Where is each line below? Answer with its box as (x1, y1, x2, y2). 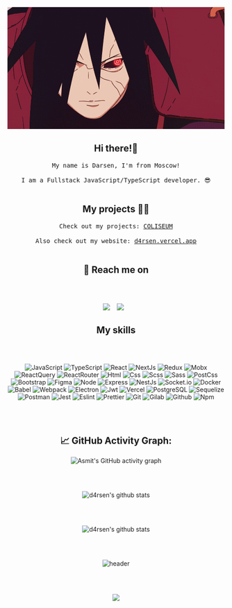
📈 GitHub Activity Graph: (60, 434, 172, 446)
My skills (96, 324, 136, 336)
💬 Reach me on (83, 264, 149, 276)
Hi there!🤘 (94, 142, 138, 155)
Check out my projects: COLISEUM (59, 222, 173, 230)
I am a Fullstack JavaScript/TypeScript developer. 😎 (21, 176, 211, 184)
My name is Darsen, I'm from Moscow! (51, 161, 181, 169)
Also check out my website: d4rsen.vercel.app (35, 237, 197, 245)
